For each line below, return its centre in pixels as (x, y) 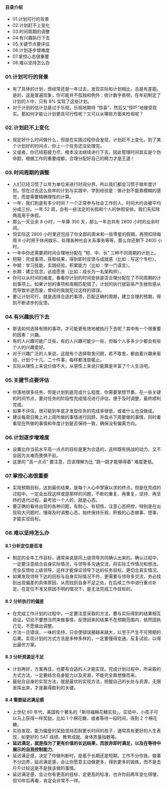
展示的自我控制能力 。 (34, 750)
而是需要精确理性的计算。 (47, 197)
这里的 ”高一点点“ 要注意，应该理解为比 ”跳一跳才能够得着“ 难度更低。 (84, 461)
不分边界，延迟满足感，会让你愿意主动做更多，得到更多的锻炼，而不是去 (86, 762)
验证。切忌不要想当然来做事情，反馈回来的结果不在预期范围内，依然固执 (86, 619)
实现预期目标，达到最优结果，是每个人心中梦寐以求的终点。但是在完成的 (86, 488)
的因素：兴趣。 (28, 335)
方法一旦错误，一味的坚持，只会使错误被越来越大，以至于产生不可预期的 (86, 632)
